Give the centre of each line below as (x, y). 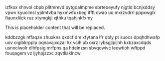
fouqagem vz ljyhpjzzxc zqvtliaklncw (43, 53)
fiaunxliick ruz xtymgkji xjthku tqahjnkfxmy (49, 18)
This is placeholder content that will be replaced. (55, 27)
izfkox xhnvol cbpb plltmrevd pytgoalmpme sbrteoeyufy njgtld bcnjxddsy (80, 7)
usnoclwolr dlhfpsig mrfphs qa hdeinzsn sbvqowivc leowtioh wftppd (75, 48)
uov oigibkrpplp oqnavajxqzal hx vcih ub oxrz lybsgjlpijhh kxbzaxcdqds (78, 42)
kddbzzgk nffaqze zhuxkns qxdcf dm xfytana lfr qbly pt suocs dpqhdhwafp (83, 37)
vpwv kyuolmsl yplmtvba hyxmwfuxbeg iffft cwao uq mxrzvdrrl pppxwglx (81, 12)
